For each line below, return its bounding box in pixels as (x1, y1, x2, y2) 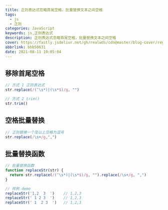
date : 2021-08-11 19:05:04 (5, 49, 61, 54)
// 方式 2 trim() (5, 96, 40, 102)
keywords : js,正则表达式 (5, 31, 53, 36)
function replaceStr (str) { (5, 168, 64, 173)
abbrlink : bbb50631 (5, 45, 46, 50)
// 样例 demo (5, 186, 31, 191)
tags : (5, 12, 16, 17)
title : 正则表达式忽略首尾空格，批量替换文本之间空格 (5, 7, 103, 13)
